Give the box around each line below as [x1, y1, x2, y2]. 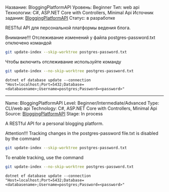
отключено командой [5, 40, 52, 46]
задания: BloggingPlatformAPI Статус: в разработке [5, 15, 116, 21]
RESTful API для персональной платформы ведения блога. [5, 25, 131, 31]
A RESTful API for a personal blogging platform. [5, 120, 104, 126]
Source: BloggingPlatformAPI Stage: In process [5, 110, 103, 116]
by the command [5, 136, 40, 142]
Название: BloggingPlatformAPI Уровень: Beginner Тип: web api [5, 5, 140, 10]
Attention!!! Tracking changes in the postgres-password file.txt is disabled [5, 130, 158, 136]
